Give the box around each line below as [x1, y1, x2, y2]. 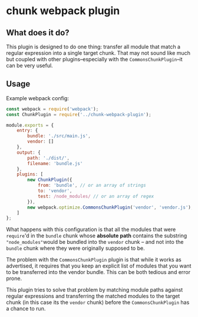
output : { [16, 149, 41, 156]
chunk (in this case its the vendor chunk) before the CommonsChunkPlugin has [6, 299, 190, 306]
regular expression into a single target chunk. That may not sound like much [6, 49, 190, 57]
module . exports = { [6, 122, 54, 128]
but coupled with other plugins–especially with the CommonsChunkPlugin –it [6, 56, 183, 62]
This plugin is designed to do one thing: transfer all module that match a [6, 43, 181, 50]
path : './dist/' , [27, 155, 70, 161]
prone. [6, 275, 22, 282]
